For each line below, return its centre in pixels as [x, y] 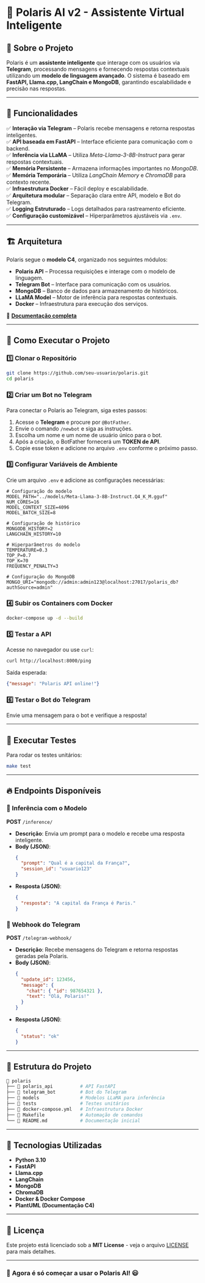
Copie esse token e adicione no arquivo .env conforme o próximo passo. [106, 448]
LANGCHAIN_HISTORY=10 [34, 534]
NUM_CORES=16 [23, 502]
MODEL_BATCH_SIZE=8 [31, 512]
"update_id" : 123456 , [49, 980]
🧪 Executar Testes [41, 740]
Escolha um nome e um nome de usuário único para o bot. [89, 435]
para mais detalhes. [31, 1252]
